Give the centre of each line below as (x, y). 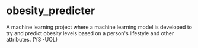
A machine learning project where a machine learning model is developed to (99, 27)
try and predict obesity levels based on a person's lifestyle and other (90, 33)
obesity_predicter (51, 11)
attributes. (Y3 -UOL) (32, 39)
